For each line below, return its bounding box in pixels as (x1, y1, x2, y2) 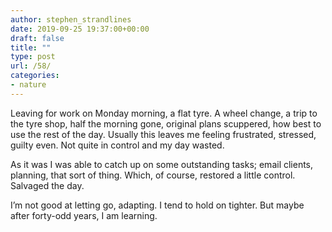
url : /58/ (10, 61, 52, 71)
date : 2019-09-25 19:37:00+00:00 (10, 24, 150, 34)
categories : (10, 71, 60, 81)
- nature (10, 80, 47, 90)
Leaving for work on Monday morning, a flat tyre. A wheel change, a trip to (10, 107, 318, 119)
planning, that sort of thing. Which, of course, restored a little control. (10, 169, 296, 181)
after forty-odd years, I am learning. (10, 209, 158, 221)
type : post (10, 52, 56, 62)
